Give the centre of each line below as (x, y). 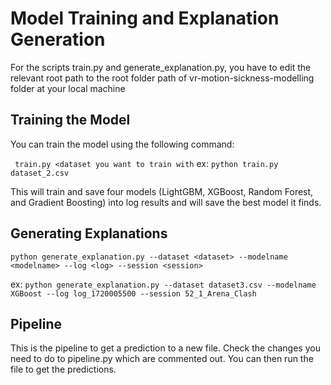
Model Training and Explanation (145, 18)
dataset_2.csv (40, 173)
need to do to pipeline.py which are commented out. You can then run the (162, 359)
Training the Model (70, 120)
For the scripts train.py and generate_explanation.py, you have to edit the (161, 67)
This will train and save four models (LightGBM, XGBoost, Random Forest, (162, 191)
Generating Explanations (89, 233)
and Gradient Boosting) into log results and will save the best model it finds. (166, 202)
